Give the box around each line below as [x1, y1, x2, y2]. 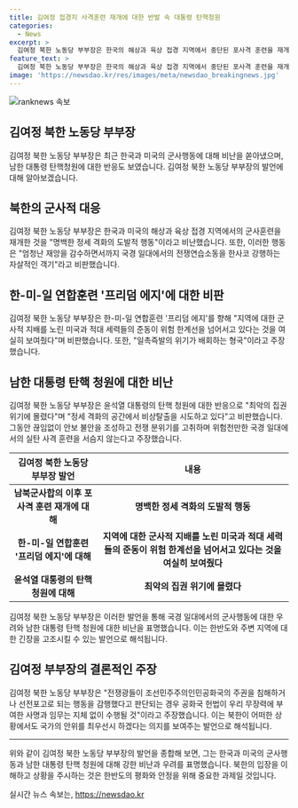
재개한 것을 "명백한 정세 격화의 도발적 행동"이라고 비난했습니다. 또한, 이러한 [9, 237, 270, 248]
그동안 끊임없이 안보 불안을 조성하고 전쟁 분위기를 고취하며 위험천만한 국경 [9, 423, 265, 432]
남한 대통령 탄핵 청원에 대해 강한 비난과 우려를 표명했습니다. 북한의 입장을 [25, 758, 279, 769]
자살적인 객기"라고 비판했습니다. [9, 259, 120, 270]
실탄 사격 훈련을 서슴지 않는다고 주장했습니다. [25, 433, 183, 444]
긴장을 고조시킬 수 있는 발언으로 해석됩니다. [18, 634, 169, 644]
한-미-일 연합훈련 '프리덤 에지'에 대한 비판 [9, 288, 224, 303]
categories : [9, 21, 53, 30]
